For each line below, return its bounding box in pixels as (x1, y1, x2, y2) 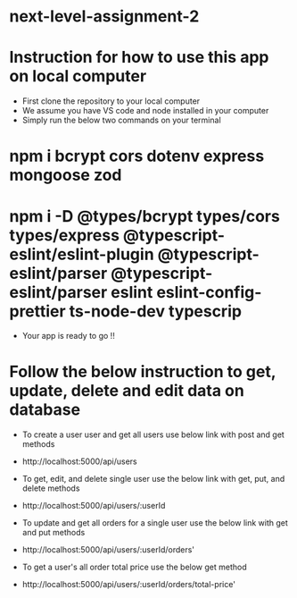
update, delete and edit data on (9, 381, 245, 401)
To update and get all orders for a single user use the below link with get (21, 518, 288, 528)
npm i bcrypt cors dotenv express (9, 146, 265, 166)
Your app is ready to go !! (21, 331, 116, 341)
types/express (9, 225, 120, 245)
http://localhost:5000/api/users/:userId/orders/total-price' (21, 579, 236, 590)
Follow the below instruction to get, (9, 362, 276, 382)
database (9, 400, 81, 420)
